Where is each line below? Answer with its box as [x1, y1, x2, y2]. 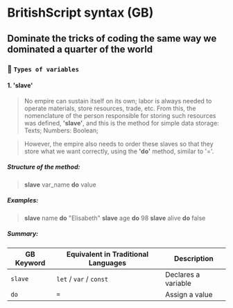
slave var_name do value [24, 180, 96, 189]
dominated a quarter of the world [7, 43, 153, 55]
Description [174, 253, 214, 263]
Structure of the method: [7, 163, 80, 171]
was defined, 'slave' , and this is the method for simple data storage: [24, 119, 220, 127]
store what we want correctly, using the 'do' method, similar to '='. [24, 147, 214, 155]
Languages [88, 258, 127, 268]
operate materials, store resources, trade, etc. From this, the [24, 104, 196, 112]
